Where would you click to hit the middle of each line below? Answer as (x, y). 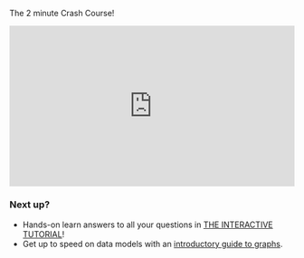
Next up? (30, 205)
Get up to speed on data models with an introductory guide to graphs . (152, 244)
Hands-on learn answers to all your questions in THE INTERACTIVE (147, 225)
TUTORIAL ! (43, 234)
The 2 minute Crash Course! (62, 13)
